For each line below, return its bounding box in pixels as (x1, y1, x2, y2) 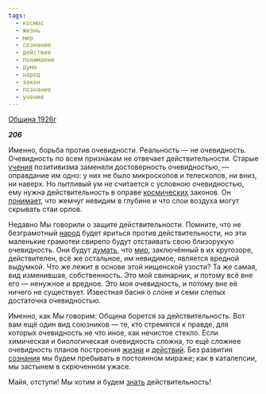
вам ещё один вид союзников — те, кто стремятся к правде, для (8, 319, 229, 330)
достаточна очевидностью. (8, 295, 102, 306)
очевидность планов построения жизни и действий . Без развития (8, 345, 233, 354)
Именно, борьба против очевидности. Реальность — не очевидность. (8, 145, 247, 155)
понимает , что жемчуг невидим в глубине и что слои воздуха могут (8, 196, 240, 206)
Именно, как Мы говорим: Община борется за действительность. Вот (8, 311, 245, 321)
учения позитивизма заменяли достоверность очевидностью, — (8, 162, 229, 172)
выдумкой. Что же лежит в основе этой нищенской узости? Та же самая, (8, 262, 258, 272)
